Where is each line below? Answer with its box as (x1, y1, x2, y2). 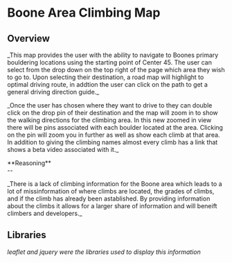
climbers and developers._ (7, 210, 82, 217)
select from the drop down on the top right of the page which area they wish (7, 66, 225, 74)
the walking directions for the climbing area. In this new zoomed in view (7, 116, 212, 124)
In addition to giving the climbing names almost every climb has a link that (7, 138, 218, 146)
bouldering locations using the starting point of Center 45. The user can (7, 58, 213, 67)
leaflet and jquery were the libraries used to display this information (7, 248, 201, 256)
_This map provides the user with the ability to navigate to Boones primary (7, 51, 219, 59)
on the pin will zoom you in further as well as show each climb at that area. (7, 130, 220, 139)
